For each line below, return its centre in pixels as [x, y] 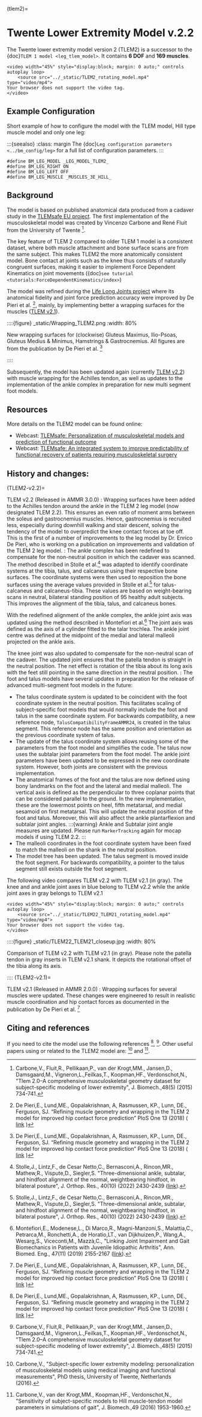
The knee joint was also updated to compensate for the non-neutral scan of [100, 654]
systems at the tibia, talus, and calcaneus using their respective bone [92, 571]
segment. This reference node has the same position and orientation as [104, 729]
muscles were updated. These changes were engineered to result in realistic [101, 995]
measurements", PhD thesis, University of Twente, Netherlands [93, 1376]
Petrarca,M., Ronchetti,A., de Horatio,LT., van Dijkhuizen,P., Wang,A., [100, 1234]
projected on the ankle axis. [41, 642]
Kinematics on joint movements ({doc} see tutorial [70, 273]
